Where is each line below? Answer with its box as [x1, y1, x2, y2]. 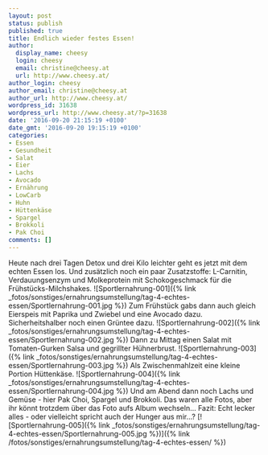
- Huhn [8, 199, 31, 207]
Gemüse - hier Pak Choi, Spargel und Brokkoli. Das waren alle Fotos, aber [8, 395, 253, 404]
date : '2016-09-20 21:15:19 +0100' [8, 117, 128, 125]
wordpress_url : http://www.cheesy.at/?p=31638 [8, 109, 167, 117]
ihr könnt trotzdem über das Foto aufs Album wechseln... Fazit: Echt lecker [8, 403, 255, 412]
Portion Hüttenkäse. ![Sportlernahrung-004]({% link [8, 369, 181, 379]
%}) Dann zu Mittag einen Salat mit [115, 334, 232, 344]
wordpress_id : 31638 [8, 101, 78, 109]
